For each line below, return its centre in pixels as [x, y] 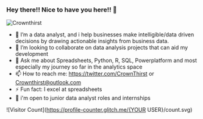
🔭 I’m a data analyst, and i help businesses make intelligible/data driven [105, 35]
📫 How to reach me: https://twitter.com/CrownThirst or [84, 74]
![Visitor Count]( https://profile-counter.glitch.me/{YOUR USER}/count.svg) [99, 110]
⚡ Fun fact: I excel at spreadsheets [59, 89]
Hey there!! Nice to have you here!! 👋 [62, 10]
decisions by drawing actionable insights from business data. [92, 41]
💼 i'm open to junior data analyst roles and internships [83, 98]
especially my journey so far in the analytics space [79, 67]
